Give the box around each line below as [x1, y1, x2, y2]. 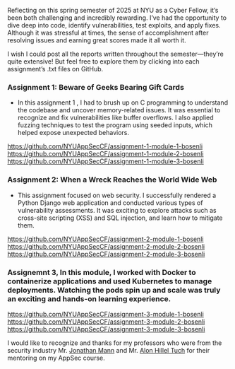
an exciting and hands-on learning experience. [7, 293, 171, 303]
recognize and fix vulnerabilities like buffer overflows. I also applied [17, 113, 214, 122]
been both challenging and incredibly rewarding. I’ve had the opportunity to [7, 13, 227, 22]
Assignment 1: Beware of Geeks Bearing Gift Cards [7, 82, 185, 92]
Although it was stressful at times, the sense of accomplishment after [7, 28, 209, 37]
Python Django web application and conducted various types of [17, 198, 203, 207]
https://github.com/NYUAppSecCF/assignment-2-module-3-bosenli [7, 250, 205, 258]
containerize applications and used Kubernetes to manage [7, 276, 212, 286]
